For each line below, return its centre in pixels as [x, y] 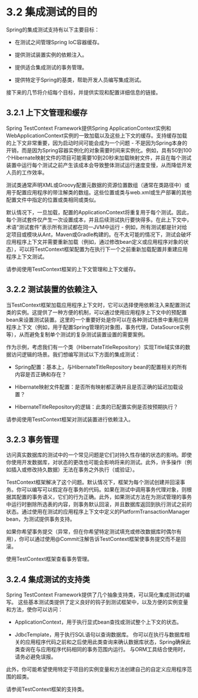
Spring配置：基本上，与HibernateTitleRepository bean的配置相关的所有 [101, 367]
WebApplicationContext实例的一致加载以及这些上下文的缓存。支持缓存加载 [97, 135]
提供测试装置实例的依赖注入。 [51, 54]
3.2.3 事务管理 [32, 440]
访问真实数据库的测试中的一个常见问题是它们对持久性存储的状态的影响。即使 [99, 455]
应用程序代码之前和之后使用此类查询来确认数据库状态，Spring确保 [105, 642]
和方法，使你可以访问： [34, 609]
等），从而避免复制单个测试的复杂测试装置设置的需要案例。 [77, 334]
